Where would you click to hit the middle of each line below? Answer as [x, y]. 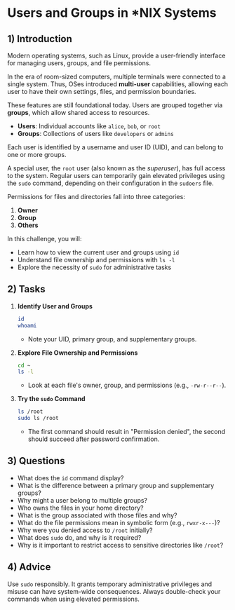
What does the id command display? [70, 477]
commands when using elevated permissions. [74, 599]
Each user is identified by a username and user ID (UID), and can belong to [115, 147]
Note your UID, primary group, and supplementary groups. [112, 339]
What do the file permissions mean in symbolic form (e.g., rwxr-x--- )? [119, 522]
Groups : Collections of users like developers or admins [95, 134]
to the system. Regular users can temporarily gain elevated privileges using [116, 176]
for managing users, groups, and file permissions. [79, 63]
